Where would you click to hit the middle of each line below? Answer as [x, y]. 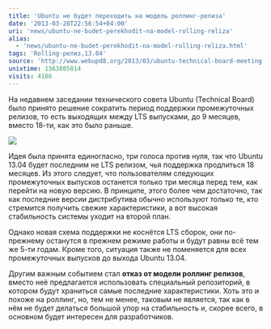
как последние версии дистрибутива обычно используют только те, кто [133, 199]
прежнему [26, 241]
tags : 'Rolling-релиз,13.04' [57, 53]
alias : [19, 38]
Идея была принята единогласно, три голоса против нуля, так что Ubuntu [136, 156]
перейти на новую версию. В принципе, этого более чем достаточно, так [135, 190]
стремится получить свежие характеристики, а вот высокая [113, 207]
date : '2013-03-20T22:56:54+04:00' [68, 23]
